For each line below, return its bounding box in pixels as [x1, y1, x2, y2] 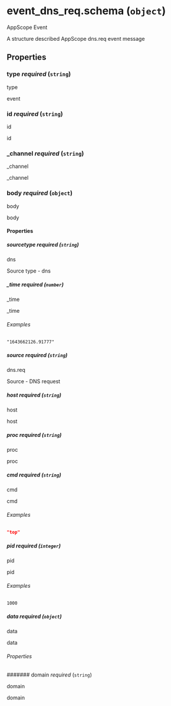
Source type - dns [6, 267, 51, 274]
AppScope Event [6, 24, 48, 31]
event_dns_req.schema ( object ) [6, 4, 166, 18]
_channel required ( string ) [6, 149, 84, 157]
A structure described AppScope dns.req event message [6, 35, 145, 42]
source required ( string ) [6, 351, 68, 358]
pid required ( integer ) [6, 542, 61, 549]
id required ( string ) [6, 109, 64, 118]
